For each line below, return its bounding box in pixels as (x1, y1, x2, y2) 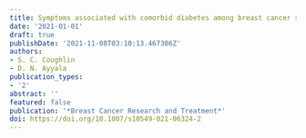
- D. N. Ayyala (9, 64, 67, 74)
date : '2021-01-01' (9, 22, 84, 31)
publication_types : (9, 73, 84, 82)
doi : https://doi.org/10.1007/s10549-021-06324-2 (9, 114, 202, 123)
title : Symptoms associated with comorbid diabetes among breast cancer (9, 13, 291, 23)
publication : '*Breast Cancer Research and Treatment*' (9, 106, 226, 115)
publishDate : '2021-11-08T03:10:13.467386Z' (9, 38, 181, 48)
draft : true (9, 30, 55, 39)
